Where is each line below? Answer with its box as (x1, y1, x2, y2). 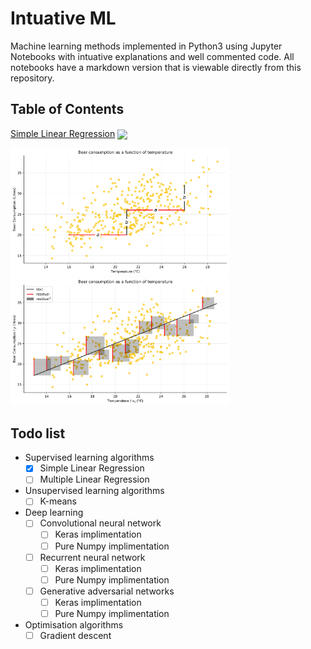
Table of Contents (10, 101, 125, 118)
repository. (10, 72, 55, 84)
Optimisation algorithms (24, 618, 124, 631)
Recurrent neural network (39, 551, 146, 563)
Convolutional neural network (39, 517, 162, 529)
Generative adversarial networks (39, 585, 175, 597)
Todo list (10, 425, 66, 442)
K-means (39, 495, 77, 507)
